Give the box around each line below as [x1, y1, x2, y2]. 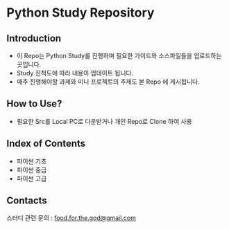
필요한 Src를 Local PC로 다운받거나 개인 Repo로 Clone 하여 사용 [16, 117, 192, 125]
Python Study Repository [6, 5, 155, 21]
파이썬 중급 [16, 165, 47, 174]
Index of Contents [6, 138, 86, 149]
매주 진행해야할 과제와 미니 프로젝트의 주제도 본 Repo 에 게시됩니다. [16, 77, 200, 86]
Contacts [6, 195, 48, 207]
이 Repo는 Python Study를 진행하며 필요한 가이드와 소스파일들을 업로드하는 [16, 52, 223, 59]
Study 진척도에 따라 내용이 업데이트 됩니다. [16, 69, 133, 77]
